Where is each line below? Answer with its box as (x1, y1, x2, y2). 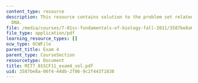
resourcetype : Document (6, 57, 65, 63)
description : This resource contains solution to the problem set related (6, 14, 194, 20)
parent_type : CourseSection (6, 52, 75, 58)
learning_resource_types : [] (6, 36, 78, 41)
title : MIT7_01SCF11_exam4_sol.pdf (6, 63, 94, 69)
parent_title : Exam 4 (6, 47, 60, 53)
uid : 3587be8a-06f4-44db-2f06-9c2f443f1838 (6, 68, 115, 74)
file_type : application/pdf (6, 30, 75, 36)
